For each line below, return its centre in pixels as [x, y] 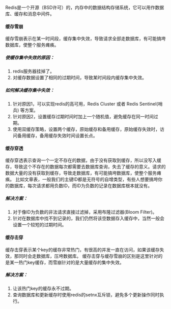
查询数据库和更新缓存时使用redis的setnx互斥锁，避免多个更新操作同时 [86, 295]
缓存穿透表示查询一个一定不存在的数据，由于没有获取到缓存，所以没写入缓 [83, 160]
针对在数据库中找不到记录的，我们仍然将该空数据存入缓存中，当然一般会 [88, 218]
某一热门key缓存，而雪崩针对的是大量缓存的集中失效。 [67, 262]
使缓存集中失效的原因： [30, 57]
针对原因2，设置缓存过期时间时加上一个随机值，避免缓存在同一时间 [83, 117]
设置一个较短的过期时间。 [39, 225]
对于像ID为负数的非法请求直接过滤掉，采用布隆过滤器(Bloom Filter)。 [85, 212]
